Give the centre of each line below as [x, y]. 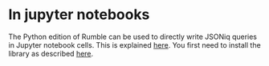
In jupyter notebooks [79, 15]
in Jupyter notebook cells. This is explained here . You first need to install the [134, 45]
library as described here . [51, 53]
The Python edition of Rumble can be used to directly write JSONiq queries [133, 37]
